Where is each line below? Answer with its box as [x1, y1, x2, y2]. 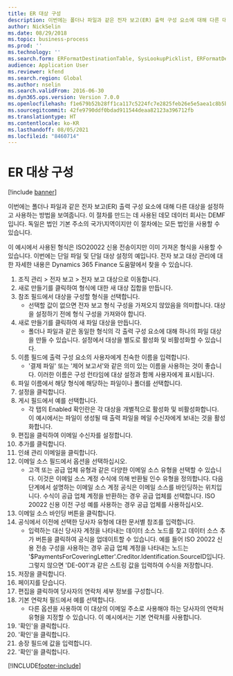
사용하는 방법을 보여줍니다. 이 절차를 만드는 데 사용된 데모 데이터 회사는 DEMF [15, 211, 225, 219]
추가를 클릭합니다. [17, 440, 66, 448]
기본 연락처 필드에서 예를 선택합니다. [17, 596, 116, 604]
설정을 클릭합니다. [17, 388, 66, 396]
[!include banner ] [8, 188, 57, 196]
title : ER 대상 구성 [8, 10, 62, 17]
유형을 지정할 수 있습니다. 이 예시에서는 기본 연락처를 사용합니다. [28, 613, 202, 621]
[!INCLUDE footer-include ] [8, 661, 82, 670]
